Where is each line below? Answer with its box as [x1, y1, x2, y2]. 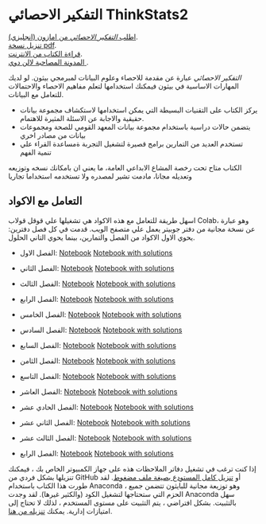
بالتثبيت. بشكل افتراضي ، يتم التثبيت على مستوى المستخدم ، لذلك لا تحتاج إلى [8, 498, 237, 507]
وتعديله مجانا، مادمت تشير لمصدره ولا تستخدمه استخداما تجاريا [8, 171, 193, 181]
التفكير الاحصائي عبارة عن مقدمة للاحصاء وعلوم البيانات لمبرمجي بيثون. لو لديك [8, 72, 242, 82]
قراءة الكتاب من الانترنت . [8, 49, 83, 58]
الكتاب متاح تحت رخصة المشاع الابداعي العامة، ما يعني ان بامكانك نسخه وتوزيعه [8, 162, 242, 172]
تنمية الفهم [19, 147, 52, 157]
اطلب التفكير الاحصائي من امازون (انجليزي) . [8, 32, 139, 41]
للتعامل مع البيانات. [8, 89, 64, 99]
